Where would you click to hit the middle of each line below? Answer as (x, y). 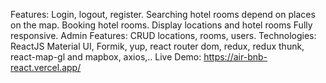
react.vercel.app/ (46, 67)
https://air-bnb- (235, 57)
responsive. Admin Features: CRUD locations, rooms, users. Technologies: (163, 35)
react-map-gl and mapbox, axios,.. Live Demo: (106, 57)
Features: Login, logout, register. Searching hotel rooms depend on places (163, 14)
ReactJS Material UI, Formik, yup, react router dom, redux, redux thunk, (157, 46)
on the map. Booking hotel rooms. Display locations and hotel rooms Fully (161, 25)
